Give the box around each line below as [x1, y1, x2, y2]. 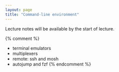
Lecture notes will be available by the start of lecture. [5, 25, 115, 31]
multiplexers [12, 50, 38, 56]
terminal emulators [12, 45, 51, 51]
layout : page [5, 7, 32, 12]
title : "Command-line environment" [5, 12, 79, 17]
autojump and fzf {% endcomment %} [12, 61, 91, 67]
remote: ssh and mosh [12, 55, 59, 61]
